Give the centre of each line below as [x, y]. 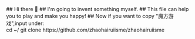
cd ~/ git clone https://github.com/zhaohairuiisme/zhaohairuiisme [85, 30]
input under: [29, 23]
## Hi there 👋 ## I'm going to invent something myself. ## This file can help [97, 9]
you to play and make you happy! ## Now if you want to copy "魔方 [88, 16]
